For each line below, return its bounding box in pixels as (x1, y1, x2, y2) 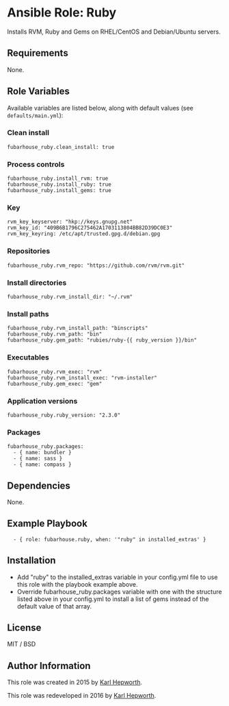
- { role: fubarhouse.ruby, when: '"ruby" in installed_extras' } (13, 536, 206, 543)
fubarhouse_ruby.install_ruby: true (7, 181, 111, 188)
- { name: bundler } (13, 449, 72, 456)
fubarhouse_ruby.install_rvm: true (7, 175, 109, 183)
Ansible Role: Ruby (7, 5, 117, 21)
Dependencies (7, 480, 70, 491)
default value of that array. (16, 602, 92, 610)
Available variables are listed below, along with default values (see (7, 104, 193, 112)
